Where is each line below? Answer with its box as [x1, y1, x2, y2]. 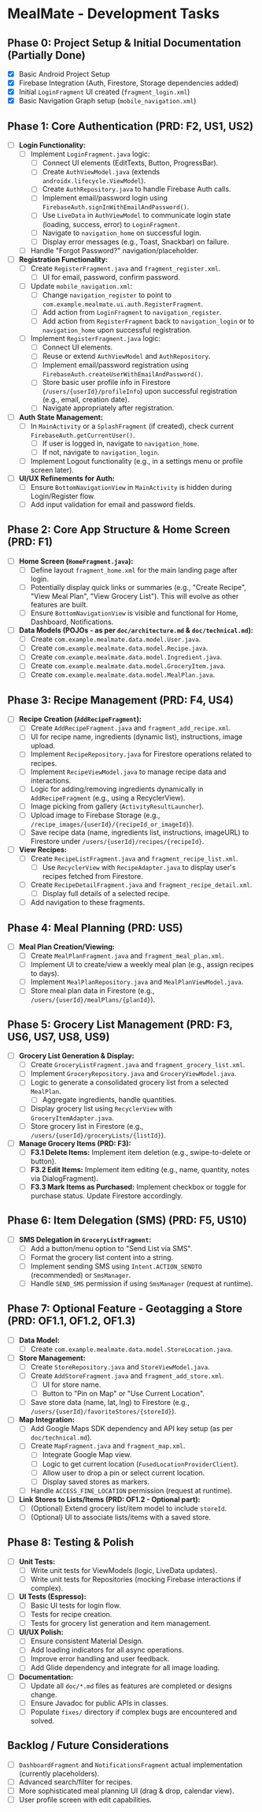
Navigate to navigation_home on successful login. [42, 228, 202, 237]
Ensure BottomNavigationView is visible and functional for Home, [30, 608, 238, 618]
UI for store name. [42, 1380, 101, 1389]
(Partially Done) [7, 48, 86, 62]
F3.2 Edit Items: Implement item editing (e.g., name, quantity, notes [30, 1164, 250, 1174]
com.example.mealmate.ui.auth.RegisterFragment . [42, 299, 204, 308]
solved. [30, 1716, 55, 1725]
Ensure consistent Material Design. [30, 1636, 144, 1646]
